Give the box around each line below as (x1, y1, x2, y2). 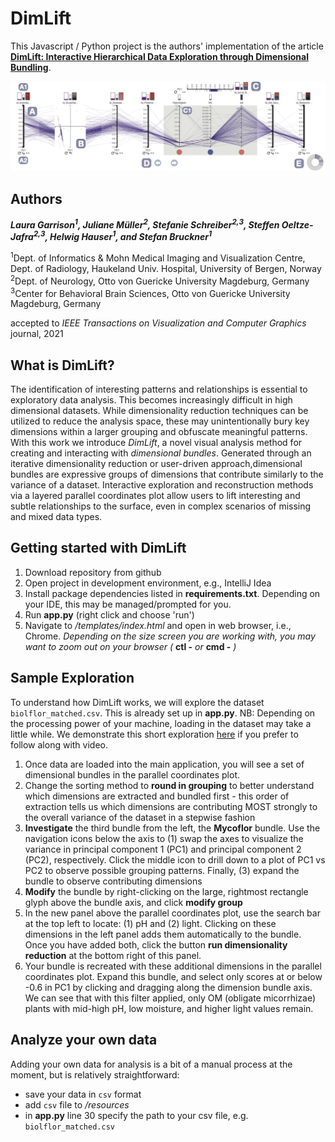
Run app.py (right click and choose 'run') (24, 608, 195, 621)
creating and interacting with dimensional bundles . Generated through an (10, 447, 312, 459)
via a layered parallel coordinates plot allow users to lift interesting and (10, 490, 301, 502)
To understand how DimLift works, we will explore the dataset (10, 696, 265, 708)
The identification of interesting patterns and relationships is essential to (10, 383, 308, 396)
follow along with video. (10, 738, 108, 751)
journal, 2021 (10, 328, 64, 340)
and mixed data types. (10, 511, 103, 523)
